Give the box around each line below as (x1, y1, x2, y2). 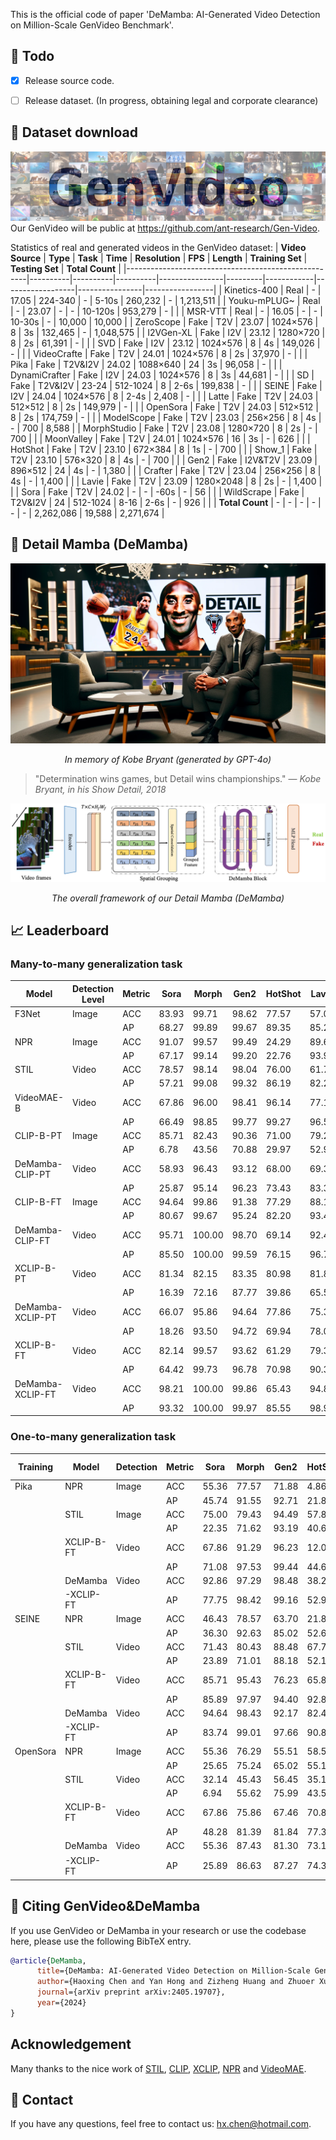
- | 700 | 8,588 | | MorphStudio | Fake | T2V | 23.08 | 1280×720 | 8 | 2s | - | (10, 422, 318, 434)
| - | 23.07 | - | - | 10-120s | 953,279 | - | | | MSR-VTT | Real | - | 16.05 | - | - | (10, 305, 323, 317)
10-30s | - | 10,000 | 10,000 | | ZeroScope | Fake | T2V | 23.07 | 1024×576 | (10, 315, 319, 328)
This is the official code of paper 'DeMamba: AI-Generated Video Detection (10, 9, 321, 20)
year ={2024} (36, 1998, 87, 2008)
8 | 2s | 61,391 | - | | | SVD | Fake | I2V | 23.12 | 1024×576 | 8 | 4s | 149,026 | (10, 337, 321, 349)
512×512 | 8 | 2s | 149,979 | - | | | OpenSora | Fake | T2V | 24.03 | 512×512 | (10, 400, 319, 413)
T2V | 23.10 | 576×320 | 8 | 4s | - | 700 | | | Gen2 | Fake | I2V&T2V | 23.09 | (10, 454, 318, 466)
